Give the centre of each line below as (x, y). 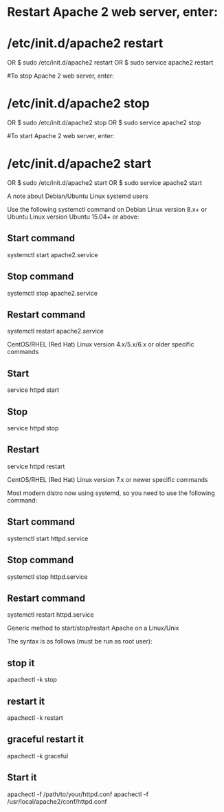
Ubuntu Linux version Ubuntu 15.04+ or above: (73, 217)
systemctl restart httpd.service (51, 615)
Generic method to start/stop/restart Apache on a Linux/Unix (93, 628)
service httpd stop (33, 428)
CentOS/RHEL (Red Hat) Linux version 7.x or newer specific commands (108, 479)
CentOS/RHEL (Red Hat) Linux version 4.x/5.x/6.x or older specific (101, 344)
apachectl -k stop (32, 680)
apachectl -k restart (35, 717)
